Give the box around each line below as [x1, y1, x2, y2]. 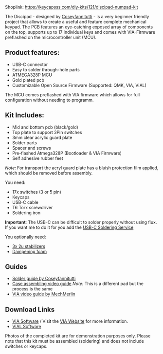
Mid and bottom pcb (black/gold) [12, 124, 79, 130]
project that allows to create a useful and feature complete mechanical [5, 19, 147, 24]
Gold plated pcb [12, 77, 45, 83]
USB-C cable [12, 199, 39, 205]
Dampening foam [12, 248, 47, 254]
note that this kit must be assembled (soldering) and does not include [5, 338, 145, 344]
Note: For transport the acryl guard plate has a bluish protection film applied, [5, 165, 159, 171]
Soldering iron [12, 210, 40, 216]
